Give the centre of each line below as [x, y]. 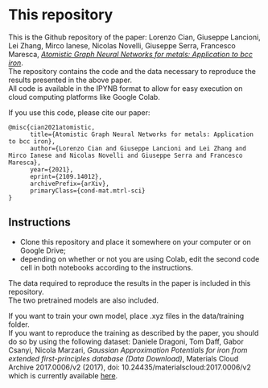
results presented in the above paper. [70, 80]
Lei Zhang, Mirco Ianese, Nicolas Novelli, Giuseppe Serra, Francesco [122, 45]
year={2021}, [52, 169]
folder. [19, 324]
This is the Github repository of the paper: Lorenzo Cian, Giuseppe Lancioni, [135, 37]
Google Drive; [43, 250]
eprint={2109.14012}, [66, 176]
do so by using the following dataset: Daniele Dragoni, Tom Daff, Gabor [126, 341]
